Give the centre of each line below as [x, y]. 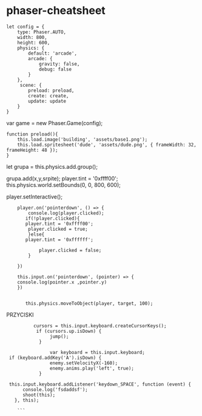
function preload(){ [32, 134]
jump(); [59, 336]
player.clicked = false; [70, 250]
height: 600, [34, 43]
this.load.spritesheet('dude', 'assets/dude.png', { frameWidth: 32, [107, 145]
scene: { [31, 85]
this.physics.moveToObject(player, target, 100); [89, 303]
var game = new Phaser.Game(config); [55, 123]
